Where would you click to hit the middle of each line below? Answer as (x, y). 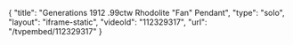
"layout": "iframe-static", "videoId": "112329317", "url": (108, 22)
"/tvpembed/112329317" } (56, 31)
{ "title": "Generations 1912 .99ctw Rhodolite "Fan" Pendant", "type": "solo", (146, 13)
